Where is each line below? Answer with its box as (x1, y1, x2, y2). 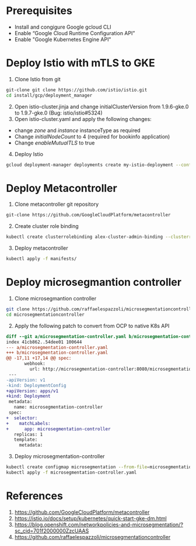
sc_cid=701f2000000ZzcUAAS (14, 527, 89, 534)
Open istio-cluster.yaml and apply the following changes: (14, 115, 152, 122)
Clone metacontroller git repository (14, 201, 99, 208)
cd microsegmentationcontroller (6, 312, 85, 317)
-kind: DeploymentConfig (6, 382, 66, 388)
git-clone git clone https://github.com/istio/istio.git (6, 87, 148, 93)
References (6, 489, 63, 503)
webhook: (24, 361, 45, 367)
